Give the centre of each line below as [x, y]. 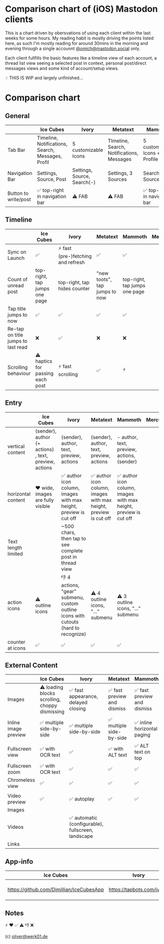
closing [78, 709]
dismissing [52, 712]
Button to [18, 193]
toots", [104, 279]
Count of [18, 279]
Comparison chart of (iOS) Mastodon [82, 9]
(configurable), [86, 824]
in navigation [52, 196]
